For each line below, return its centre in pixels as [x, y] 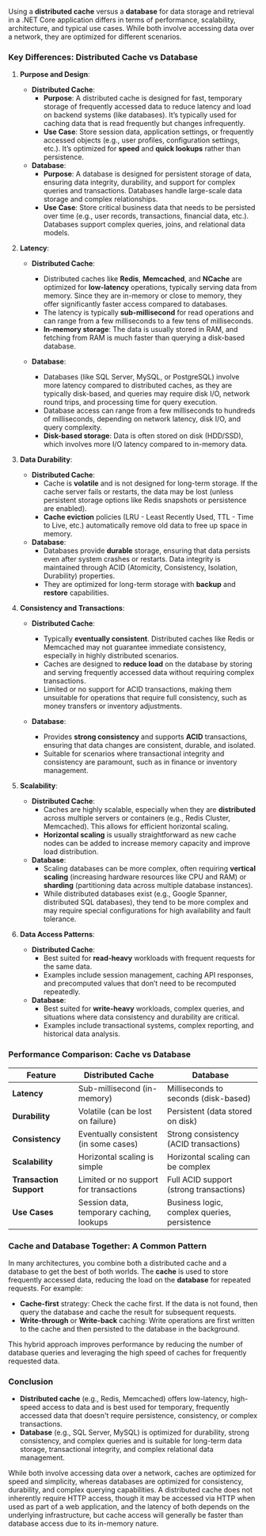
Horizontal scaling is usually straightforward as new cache [140, 835]
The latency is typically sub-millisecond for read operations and [148, 313]
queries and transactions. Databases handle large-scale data [143, 191]
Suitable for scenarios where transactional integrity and [134, 754]
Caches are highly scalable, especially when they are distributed [149, 810]
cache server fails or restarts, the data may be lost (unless [138, 492]
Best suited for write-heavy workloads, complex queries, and [144, 1008]
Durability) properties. [79, 576]
